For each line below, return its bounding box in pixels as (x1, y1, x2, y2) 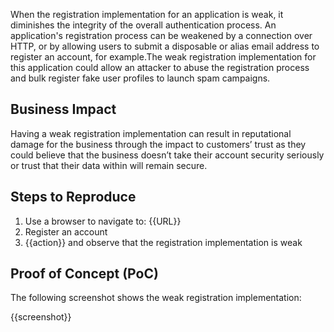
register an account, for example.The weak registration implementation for (10, 51, 317, 63)
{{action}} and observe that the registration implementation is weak (24, 236, 303, 248)
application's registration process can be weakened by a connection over (10, 30, 313, 41)
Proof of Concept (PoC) (10, 265, 159, 283)
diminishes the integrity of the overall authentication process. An (10, 19, 277, 31)
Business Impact (10, 101, 117, 118)
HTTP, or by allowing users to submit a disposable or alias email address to (10, 40, 320, 52)
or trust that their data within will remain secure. (10, 159, 208, 171)
